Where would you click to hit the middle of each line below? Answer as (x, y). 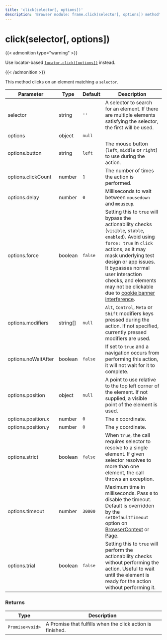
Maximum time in (125, 487)
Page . (112, 536)
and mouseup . (120, 204)
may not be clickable (129, 287)
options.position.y (29, 427)
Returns (15, 603)
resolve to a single (126, 448)
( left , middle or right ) (131, 150)
